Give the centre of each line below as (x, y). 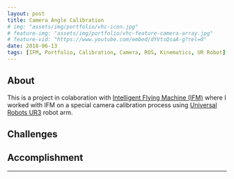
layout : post (26, 14)
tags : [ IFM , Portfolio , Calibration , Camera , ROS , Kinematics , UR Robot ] (117, 53)
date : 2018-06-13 (32, 46)
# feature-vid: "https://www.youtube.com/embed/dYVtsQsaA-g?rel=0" (107, 40)
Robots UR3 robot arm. (40, 112)
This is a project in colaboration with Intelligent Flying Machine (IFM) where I (117, 98)
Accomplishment (45, 158)
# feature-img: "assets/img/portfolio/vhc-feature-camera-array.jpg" (110, 33)
